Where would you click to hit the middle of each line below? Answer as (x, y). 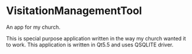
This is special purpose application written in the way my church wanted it (96, 38)
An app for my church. (33, 27)
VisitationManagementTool (74, 11)
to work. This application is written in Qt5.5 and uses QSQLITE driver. (90, 45)
